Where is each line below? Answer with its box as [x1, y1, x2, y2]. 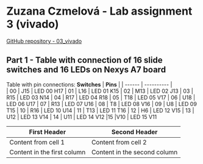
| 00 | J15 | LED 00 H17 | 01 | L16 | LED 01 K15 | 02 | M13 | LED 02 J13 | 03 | [6, 87, 193, 94]
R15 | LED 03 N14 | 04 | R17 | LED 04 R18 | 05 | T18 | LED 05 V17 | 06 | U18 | [6, 93, 196, 101]
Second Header [111, 127, 158, 136]
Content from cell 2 [91, 138, 148, 146]
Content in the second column [91, 148, 178, 156]
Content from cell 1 [9, 138, 65, 146]
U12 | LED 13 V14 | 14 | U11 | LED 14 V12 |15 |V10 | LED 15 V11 [6, 113, 157, 120]
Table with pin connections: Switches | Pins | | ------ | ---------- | [6, 80, 173, 88]
